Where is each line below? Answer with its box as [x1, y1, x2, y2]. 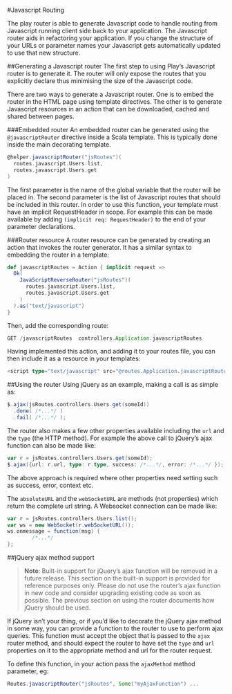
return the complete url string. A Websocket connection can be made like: [7, 502, 217, 510]
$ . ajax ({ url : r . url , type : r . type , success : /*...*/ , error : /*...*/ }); [7, 461, 224, 468]
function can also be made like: [7, 441, 97, 449]
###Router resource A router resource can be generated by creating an [7, 235, 211, 244]
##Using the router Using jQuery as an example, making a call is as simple [7, 381, 219, 389]
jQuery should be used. [23, 603, 91, 612]
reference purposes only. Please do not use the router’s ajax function [23, 581, 221, 590]
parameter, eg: [7, 667, 49, 675]
